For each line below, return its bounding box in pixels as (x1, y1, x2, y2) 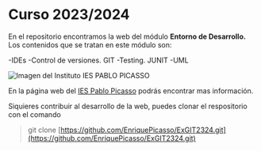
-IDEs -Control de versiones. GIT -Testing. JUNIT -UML (8, 55, 189, 65)
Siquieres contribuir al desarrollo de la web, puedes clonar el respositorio (8, 101, 248, 111)
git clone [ (27, 125, 61, 134)
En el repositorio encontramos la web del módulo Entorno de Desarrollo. (8, 32, 246, 41)
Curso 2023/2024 (8, 6, 130, 24)
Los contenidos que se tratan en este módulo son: (8, 40, 172, 49)
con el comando (8, 109, 61, 119)
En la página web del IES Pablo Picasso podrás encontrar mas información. (8, 85, 254, 96)
